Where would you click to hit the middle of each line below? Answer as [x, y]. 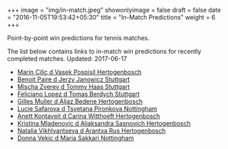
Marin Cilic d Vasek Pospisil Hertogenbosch [79, 72]
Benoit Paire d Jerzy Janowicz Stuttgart [73, 79]
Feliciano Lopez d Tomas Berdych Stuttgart [78, 94]
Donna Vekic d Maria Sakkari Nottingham [75, 138]
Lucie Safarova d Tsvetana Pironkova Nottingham [87, 109]
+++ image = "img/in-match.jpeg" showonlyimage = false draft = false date [114, 10]
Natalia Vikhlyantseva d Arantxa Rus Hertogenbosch [91, 131]
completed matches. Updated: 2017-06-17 [67, 59]
